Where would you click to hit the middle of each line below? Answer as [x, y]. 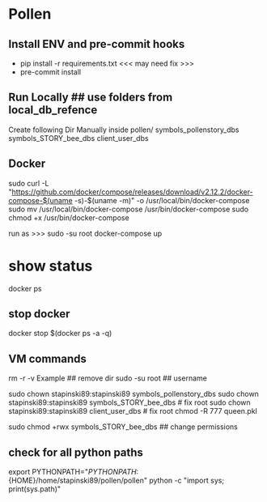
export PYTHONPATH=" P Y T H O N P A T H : [74, 472]
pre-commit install [51, 72]
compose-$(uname [40, 200]
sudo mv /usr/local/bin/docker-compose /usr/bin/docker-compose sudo [129, 209]
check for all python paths [76, 452]
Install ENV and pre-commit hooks [97, 44]
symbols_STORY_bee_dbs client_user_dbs [78, 138]
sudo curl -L [29, 183]
